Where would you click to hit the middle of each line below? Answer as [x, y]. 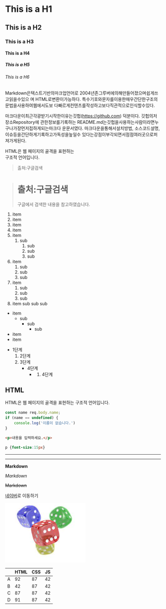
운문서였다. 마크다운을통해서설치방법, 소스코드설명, [111, 128]
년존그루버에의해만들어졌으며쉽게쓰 [124, 93]
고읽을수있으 [17, 99]
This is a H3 [20, 42]
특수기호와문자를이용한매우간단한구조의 [120, 99]
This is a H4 [18, 53]
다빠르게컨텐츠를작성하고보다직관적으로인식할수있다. [104, 105]
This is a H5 [18, 64]
